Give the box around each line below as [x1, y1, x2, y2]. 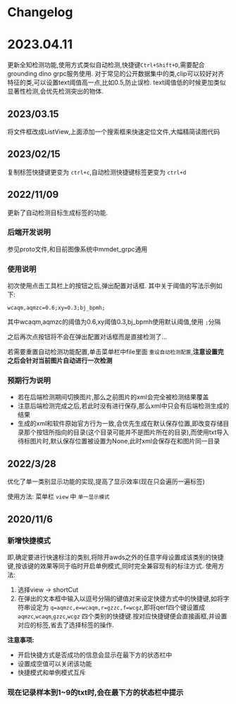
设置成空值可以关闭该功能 [17, 659, 92, 667]
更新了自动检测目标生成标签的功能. [7, 208, 108, 217]
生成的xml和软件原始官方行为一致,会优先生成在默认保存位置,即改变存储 [17, 420, 223, 428]
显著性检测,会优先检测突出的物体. [7, 87, 104, 96]
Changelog [7, 4, 73, 20]
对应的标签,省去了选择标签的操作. [17, 620, 114, 629]
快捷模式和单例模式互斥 [17, 668, 86, 677]
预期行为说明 [7, 376, 51, 386]
